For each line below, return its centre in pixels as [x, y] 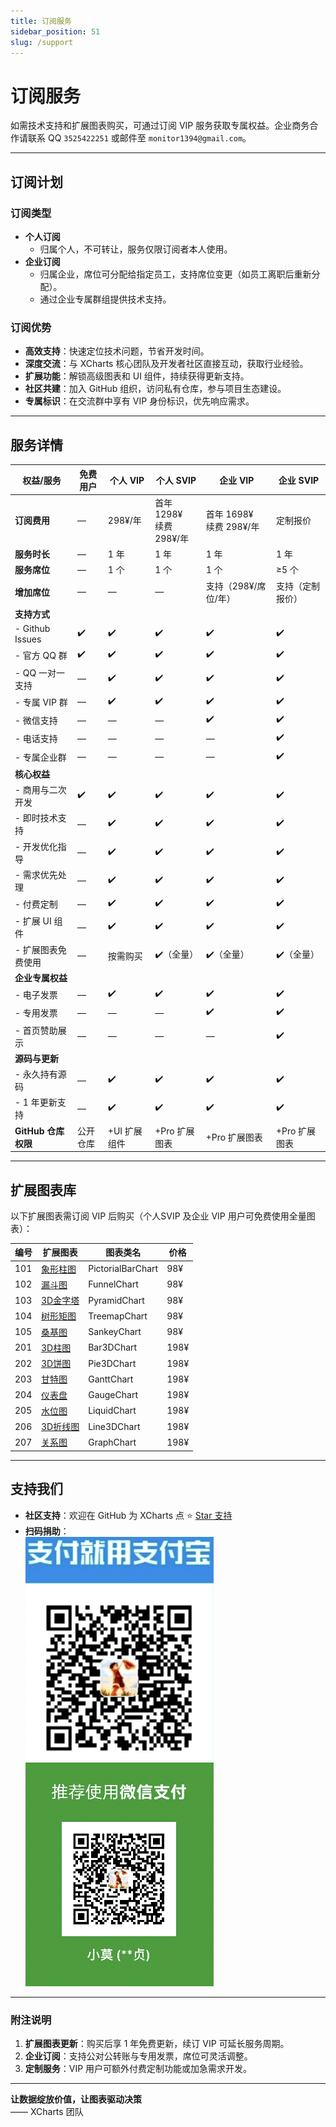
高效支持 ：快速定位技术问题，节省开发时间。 [117, 351]
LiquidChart [112, 1411]
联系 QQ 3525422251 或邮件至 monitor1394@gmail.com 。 [139, 138]
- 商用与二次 [40, 790]
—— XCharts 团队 [47, 2112]
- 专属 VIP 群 [41, 702]
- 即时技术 [36, 818]
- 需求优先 [36, 874]
